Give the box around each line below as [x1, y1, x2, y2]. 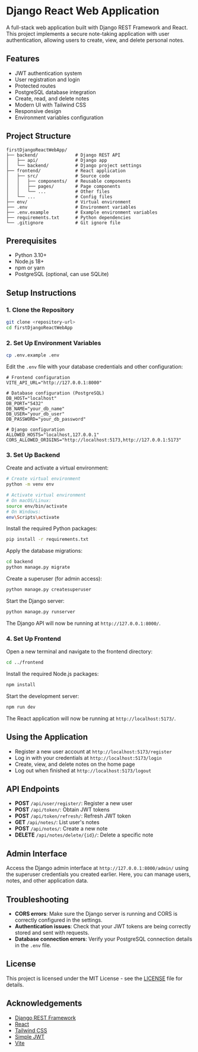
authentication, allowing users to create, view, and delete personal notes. [6, 36, 185, 43]
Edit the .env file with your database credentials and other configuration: [6, 363, 183, 370]
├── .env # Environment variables [6, 204, 136, 210]
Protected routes [14, 82, 56, 89]
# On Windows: [6, 509, 41, 515]
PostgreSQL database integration [14, 88, 96, 96]
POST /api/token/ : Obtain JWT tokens [14, 806, 110, 813]
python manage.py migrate [6, 564, 70, 571]
